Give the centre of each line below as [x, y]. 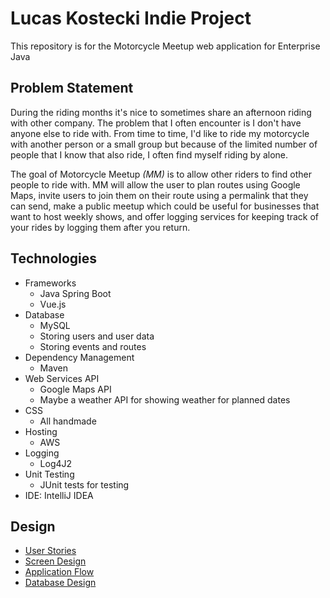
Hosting [41, 431]
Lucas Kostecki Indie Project [131, 18]
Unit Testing [49, 474]
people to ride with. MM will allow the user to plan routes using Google [155, 184]
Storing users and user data [97, 336]
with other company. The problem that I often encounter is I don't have [156, 123]
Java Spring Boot [75, 293]
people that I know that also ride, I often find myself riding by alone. [149, 154]
